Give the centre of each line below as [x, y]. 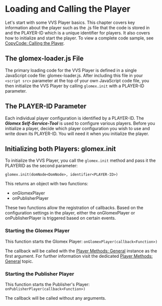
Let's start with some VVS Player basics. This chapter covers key [70, 22]
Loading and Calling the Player [68, 9]
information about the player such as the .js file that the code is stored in [77, 27]
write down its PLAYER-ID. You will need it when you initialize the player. [77, 134]
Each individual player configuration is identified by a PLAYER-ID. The [74, 118]
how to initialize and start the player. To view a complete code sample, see [79, 38]
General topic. [19, 261]
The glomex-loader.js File [44, 59]
